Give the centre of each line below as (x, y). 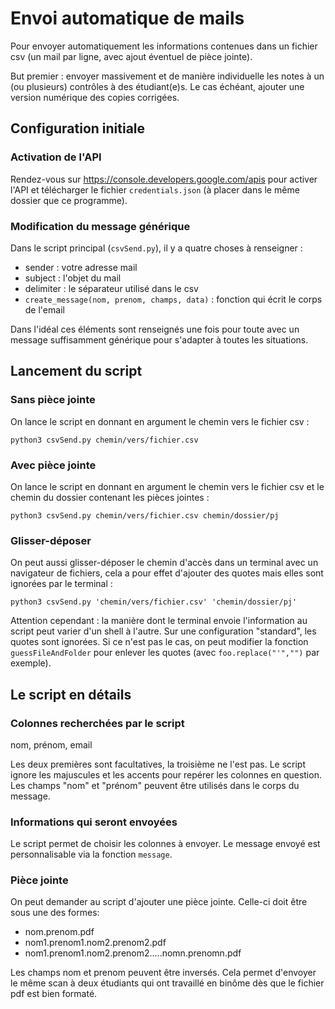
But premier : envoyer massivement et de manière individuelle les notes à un (167, 76)
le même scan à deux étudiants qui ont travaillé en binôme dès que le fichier (167, 983)
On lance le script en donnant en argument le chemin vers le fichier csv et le (167, 486)
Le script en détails (71, 694)
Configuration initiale (78, 128)
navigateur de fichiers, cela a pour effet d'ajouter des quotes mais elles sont (167, 573)
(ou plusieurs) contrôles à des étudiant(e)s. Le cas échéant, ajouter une (157, 86)
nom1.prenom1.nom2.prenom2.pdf (95, 943)
